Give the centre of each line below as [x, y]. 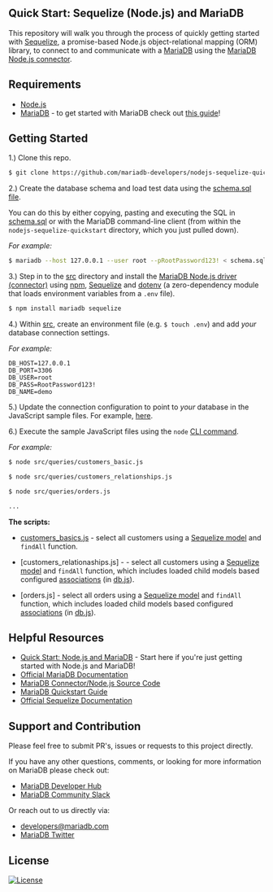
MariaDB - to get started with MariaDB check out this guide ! [120, 112]
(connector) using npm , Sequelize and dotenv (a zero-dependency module [134, 285]
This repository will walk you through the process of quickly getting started [134, 33]
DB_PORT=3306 [30, 371]
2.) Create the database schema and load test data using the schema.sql [130, 188]
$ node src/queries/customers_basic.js [76, 462]
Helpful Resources [56, 638]
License [29, 861]
